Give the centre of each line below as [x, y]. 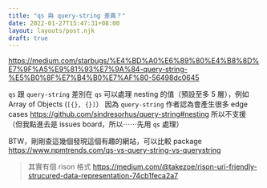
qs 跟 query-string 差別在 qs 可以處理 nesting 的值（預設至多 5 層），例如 [129, 94]
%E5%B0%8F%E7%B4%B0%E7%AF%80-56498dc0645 [104, 78]
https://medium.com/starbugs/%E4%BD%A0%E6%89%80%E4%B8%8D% [134, 61]
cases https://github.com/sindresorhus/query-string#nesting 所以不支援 [127, 114]
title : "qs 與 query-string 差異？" [67, 16]
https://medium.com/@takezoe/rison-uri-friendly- [175, 167]
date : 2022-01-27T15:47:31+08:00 [64, 23]
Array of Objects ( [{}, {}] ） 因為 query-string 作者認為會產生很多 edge [128, 104]
